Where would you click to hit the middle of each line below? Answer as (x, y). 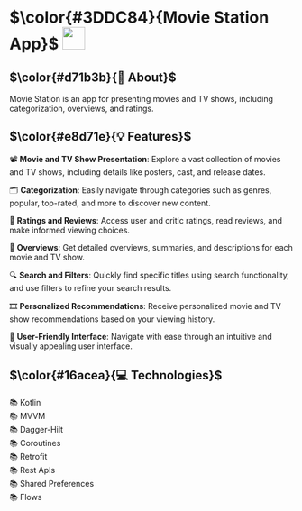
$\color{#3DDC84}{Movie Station (139, 18)
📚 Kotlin (25, 402)
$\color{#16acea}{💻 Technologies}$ (116, 375)
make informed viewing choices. (70, 230)
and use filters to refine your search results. (91, 287)
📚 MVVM (27, 415)
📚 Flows (26, 497)
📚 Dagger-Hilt (37, 429)
